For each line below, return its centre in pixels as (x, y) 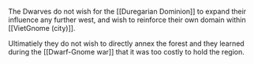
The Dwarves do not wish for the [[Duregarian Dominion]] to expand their (127, 11)
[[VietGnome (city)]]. (42, 28)
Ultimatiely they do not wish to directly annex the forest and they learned (126, 43)
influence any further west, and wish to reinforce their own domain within (127, 20)
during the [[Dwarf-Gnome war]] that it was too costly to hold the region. (126, 52)
